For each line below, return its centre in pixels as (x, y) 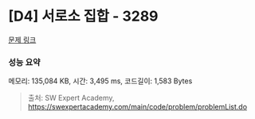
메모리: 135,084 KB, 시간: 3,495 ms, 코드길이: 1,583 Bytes (100, 81)
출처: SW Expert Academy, (71, 98)
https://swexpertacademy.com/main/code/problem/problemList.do (137, 107)
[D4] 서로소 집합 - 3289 (83, 16)
